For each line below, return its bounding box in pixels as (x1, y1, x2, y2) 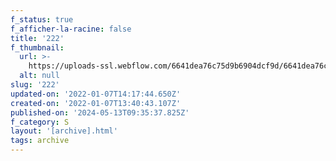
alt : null (19, 71, 60, 81)
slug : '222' (10, 80, 60, 90)
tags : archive (10, 136, 70, 146)
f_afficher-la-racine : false (10, 24, 132, 34)
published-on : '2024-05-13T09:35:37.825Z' (10, 107, 190, 118)
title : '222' (10, 33, 65, 43)
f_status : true (10, 14, 74, 25)
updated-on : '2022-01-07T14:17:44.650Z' (10, 89, 182, 99)
